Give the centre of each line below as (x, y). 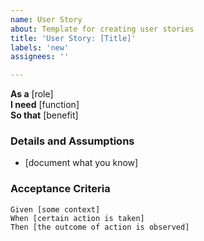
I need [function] (45, 105)
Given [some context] (55, 209)
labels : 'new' (40, 47)
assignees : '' (40, 57)
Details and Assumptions (72, 141)
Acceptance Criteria (60, 189)
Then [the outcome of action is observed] (100, 227)
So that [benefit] (44, 115)
